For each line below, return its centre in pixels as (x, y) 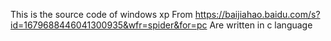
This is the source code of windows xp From (101, 14)
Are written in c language (261, 25)
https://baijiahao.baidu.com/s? (257, 14)
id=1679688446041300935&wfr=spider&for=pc (109, 25)
